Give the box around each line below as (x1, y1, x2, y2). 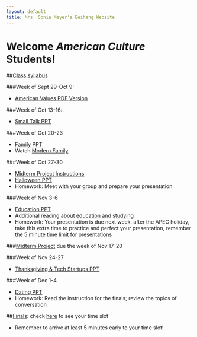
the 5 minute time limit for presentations (14, 231, 112, 238)
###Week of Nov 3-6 (6, 194, 58, 202)
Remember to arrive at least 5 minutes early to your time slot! (14, 324, 164, 331)
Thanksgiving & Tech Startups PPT (14, 265, 100, 273)
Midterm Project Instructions (14, 170, 85, 177)
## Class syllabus (6, 72, 49, 79)
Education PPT (14, 206, 51, 213)
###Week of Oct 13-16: (6, 106, 63, 113)
